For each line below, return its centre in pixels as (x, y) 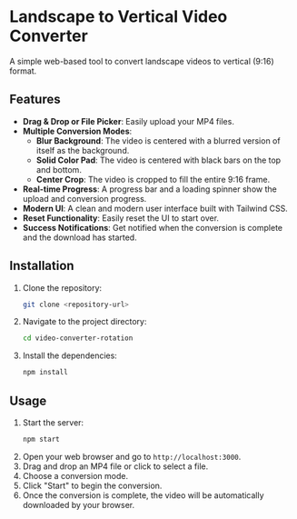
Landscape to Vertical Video (119, 17)
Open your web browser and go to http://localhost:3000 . (132, 456)
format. (23, 71)
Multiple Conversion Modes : (77, 131)
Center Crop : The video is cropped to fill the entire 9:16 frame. (153, 179)
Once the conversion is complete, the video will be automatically (144, 495)
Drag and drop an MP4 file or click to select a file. (115, 466)
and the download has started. (80, 237)
